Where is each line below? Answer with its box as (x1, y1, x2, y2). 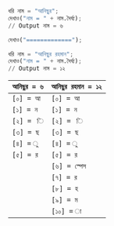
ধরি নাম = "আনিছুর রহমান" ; (8, 50, 74, 58)
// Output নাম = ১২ (8, 64, 66, 73)
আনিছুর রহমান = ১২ (51, 82, 102, 91)
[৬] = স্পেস (51, 162, 87, 171)
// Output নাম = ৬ (8, 21, 64, 30)
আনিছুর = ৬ (12, 82, 45, 91)
